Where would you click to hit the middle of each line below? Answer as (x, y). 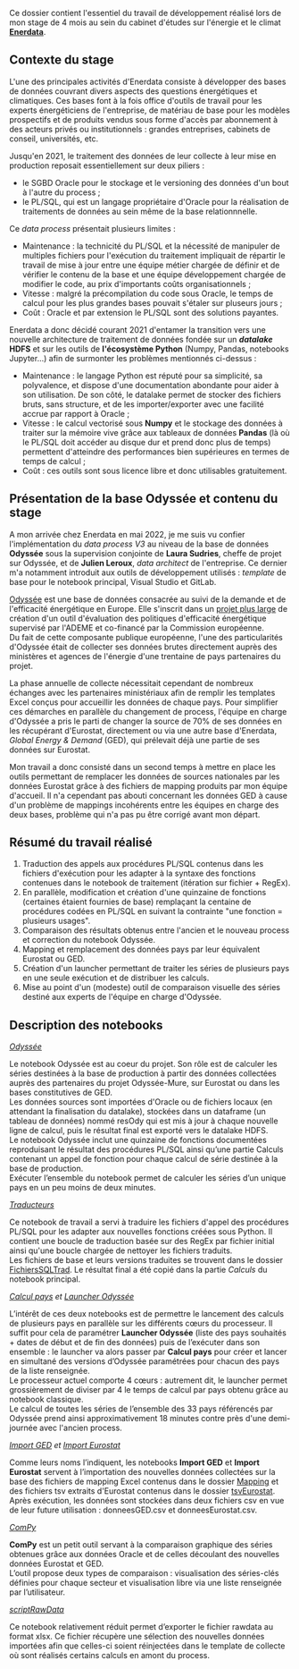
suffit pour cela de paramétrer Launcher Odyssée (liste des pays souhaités (148, 1333)
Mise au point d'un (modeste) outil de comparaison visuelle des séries (151, 987)
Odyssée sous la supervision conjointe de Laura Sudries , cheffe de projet (145, 553)
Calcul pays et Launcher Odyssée (72, 1297)
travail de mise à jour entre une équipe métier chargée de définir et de (151, 265)
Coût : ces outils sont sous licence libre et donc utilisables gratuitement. (154, 470)
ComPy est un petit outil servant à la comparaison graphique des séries (141, 1545)
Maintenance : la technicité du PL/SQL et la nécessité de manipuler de (151, 246)
